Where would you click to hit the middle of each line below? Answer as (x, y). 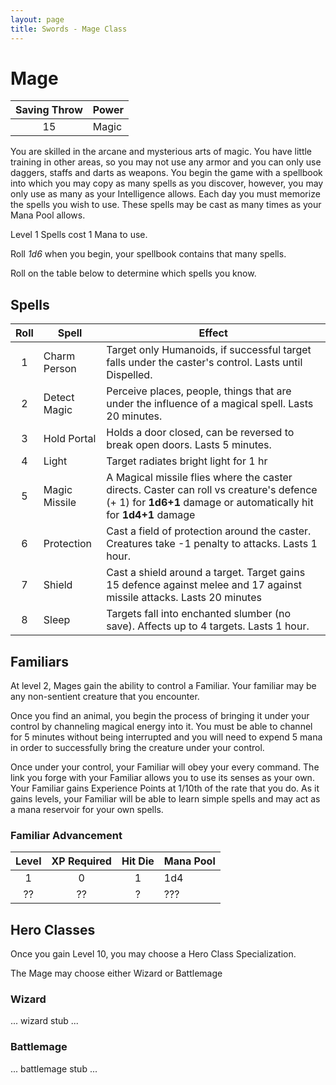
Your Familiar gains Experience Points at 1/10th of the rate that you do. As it (165, 788)
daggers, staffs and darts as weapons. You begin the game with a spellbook (166, 173)
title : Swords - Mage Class (69, 29)
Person (60, 369)
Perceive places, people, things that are (199, 391)
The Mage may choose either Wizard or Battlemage (116, 973)
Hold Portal (70, 439)
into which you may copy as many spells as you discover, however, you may (167, 183)
